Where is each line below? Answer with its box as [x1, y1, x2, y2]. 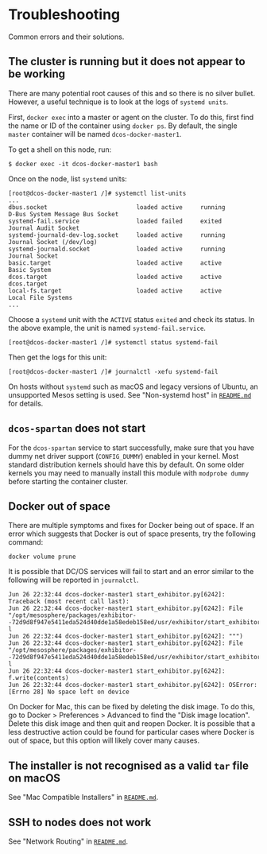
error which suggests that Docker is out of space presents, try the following [8, 529, 256, 538]
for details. [8, 398, 44, 408]
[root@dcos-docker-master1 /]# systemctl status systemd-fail [8, 338, 219, 347]
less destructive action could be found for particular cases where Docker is [8, 728, 255, 737]
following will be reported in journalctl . [8, 575, 139, 585]
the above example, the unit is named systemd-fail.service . [8, 323, 207, 332]
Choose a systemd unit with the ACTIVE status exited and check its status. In [8, 314, 255, 324]
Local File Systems [8, 293, 73, 301]
